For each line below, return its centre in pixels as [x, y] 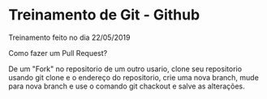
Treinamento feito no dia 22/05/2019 [69, 37]
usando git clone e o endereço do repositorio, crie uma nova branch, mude [134, 77]
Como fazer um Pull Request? [58, 53]
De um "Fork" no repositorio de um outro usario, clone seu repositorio [125, 69]
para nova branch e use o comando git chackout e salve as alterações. [127, 86]
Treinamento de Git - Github [104, 15]
